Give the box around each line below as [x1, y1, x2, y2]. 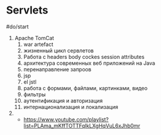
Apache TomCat [14, 34, 54, 41]
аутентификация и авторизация [23, 97, 103, 104]
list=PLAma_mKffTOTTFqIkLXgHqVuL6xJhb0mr [23, 122, 140, 129]
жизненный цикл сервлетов [23, 47, 94, 54]
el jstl [23, 78, 37, 85]
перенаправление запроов [23, 65, 91, 73]
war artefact [23, 41, 54, 48]
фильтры [23, 91, 46, 98]
